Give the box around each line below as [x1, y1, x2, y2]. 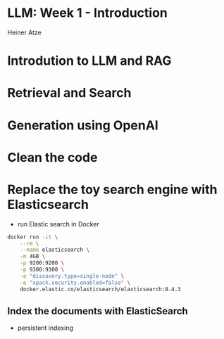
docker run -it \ [7, 234, 58, 241]
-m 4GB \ [20, 253, 46, 260]
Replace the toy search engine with [7, 181, 218, 198]
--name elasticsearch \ [20, 246, 90, 254]
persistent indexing [17, 324, 74, 332]
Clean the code [7, 149, 98, 165]
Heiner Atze [7, 28, 42, 37]
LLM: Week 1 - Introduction [7, 5, 168, 21]
